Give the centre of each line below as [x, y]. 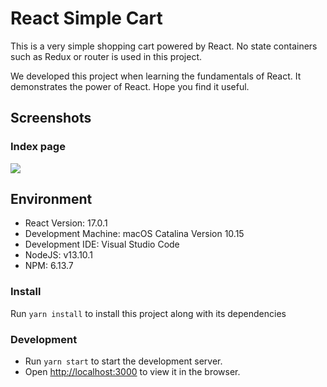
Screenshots [51, 118]
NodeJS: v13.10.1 [58, 255]
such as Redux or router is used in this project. [106, 56]
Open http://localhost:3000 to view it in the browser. [132, 372]
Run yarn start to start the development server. [123, 361]
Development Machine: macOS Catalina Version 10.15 [134, 234]
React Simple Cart [86, 18]
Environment [51, 199]
